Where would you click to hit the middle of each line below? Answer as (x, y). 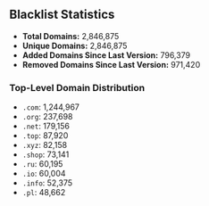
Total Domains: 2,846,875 (71, 36)
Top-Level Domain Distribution (77, 87)
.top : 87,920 (45, 136)
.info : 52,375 (47, 183)
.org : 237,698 (47, 117)
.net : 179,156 (46, 126)
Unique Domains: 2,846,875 (75, 45)
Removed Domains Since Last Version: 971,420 (111, 64)
